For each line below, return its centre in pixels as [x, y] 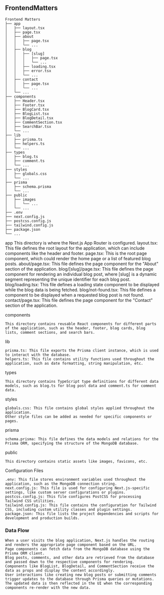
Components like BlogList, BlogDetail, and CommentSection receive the [80, 566]
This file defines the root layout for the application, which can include [75, 248]
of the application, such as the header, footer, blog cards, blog [75, 328]
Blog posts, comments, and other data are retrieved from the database [80, 558]
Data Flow [17, 530]
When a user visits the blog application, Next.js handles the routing [80, 541]
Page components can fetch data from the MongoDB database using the [78, 549]
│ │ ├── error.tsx [28, 71]
